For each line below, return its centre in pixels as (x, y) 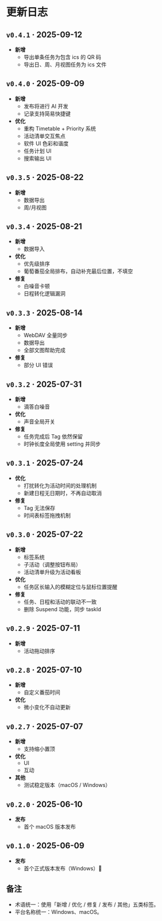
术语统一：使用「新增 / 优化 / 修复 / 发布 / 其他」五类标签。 (87, 904)
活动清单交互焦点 (45, 136)
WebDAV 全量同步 (46, 335)
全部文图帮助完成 (45, 350)
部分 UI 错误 (38, 365)
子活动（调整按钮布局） (52, 564)
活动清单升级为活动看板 (52, 572)
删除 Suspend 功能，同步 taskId (62, 609)
